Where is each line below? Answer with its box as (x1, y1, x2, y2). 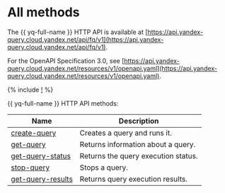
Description (118, 116, 159, 126)
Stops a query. (79, 162, 129, 172)
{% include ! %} (7, 85, 54, 94)
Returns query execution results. (79, 174, 187, 184)
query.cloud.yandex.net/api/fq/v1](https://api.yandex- (7, 35, 164, 43)
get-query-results (11, 174, 73, 184)
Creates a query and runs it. (79, 128, 172, 138)
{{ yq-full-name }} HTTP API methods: (7, 99, 119, 107)
